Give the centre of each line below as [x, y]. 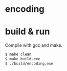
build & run [28, 32]
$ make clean [18, 54]
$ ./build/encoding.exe [29, 63]
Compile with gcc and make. [34, 45]
